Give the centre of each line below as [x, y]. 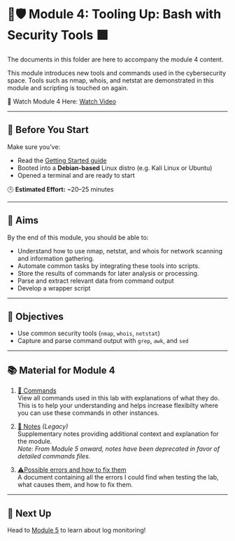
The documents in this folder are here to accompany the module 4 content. [115, 59]
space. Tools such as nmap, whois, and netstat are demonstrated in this [111, 80]
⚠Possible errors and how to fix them [72, 470]
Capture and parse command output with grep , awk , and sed [103, 341]
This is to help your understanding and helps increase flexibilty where [118, 406]
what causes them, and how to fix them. [75, 485]
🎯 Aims [23, 221]
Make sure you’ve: [34, 147]
